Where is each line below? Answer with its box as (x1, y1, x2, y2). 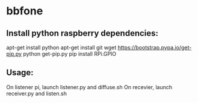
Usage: (6, 68, 34, 78)
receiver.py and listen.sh (6, 90, 67, 97)
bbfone (6, 4, 43, 18)
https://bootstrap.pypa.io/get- (117, 44, 192, 51)
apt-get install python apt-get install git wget (6, 44, 117, 51)
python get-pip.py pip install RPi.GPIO (23, 50, 117, 57)
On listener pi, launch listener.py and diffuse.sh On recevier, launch (6, 83, 173, 90)
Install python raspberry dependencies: (6, 28, 158, 38)
